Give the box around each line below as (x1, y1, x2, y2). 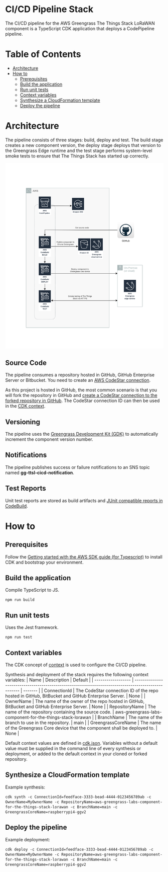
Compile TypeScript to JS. (5, 587, 59, 593)
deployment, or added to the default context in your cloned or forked (5, 751, 147, 757)
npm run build (5, 597, 35, 602)
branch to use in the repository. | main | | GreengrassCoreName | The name (5, 720, 161, 726)
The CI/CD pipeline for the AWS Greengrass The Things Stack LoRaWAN (5, 20, 155, 26)
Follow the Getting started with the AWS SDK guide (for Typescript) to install (5, 553, 163, 560)
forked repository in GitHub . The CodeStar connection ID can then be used (5, 398, 160, 404)
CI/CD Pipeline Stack (5, 4, 94, 15)
